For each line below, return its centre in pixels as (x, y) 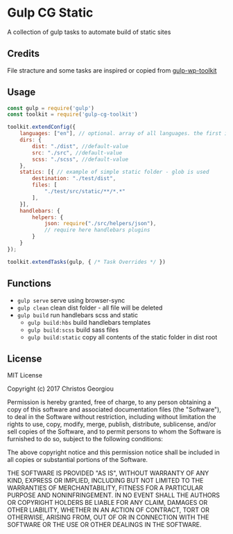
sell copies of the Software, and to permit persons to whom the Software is (114, 431)
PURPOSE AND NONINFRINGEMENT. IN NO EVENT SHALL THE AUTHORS (114, 495)
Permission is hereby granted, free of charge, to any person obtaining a (109, 402)
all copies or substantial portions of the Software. (77, 460)
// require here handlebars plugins (97, 230)
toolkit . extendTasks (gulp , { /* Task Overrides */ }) (87, 262)
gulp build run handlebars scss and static (78, 315)
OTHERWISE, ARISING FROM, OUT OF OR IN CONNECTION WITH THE (108, 517)
